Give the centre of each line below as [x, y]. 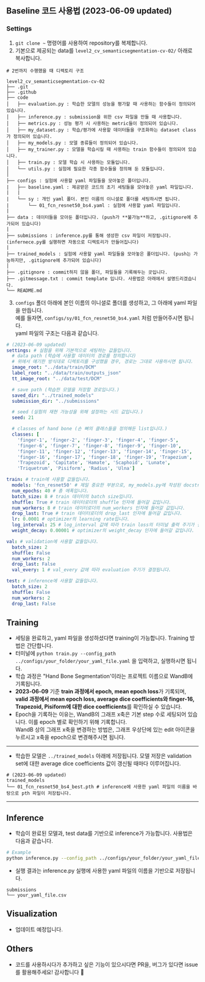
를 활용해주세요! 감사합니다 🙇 [49, 972]
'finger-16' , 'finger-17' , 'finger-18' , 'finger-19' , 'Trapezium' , [105, 457]
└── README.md [24, 291]
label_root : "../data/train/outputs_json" [67, 373]
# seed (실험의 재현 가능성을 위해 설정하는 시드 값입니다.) [77, 412]
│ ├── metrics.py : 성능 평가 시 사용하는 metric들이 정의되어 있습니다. [92, 123]
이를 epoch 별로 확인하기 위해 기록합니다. [77, 722]
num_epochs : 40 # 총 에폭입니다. [51, 491]
